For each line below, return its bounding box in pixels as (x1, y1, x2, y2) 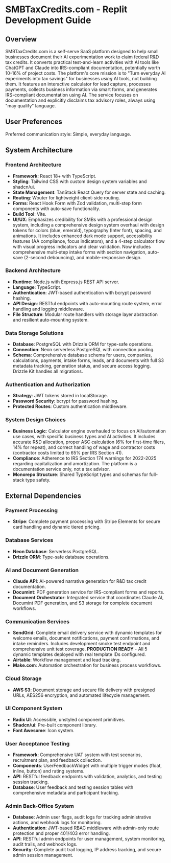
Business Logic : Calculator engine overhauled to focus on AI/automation (12, 428, 166, 434)
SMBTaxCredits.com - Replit (5, 4, 128, 15)
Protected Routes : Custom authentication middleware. (12, 403, 128, 410)
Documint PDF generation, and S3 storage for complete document (12, 600, 152, 606)
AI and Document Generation (5, 566, 79, 574)
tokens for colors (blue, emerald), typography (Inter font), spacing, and (12, 227, 162, 233)
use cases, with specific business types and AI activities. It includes (12, 433, 156, 439)
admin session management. (12, 852, 74, 858)
